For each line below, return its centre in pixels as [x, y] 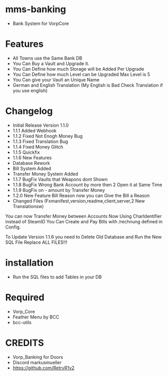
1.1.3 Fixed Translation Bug [40, 141]
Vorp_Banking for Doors [38, 357]
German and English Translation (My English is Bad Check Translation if [88, 85]
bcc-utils [22, 322]
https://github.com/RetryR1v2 [44, 368]
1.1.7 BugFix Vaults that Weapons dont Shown [60, 179]
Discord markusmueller [37, 362]
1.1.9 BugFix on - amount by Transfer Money [59, 190]
